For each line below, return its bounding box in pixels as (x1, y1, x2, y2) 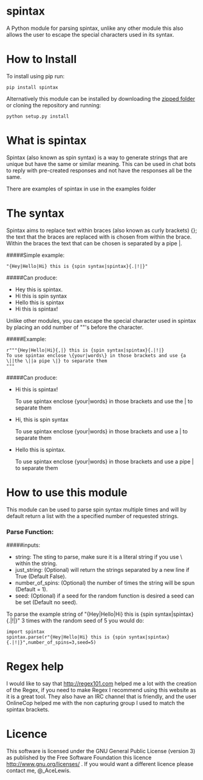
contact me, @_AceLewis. (6, 767, 71, 774)
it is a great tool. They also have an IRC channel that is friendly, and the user (6, 693, 197, 700)
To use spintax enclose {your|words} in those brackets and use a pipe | (15, 458, 194, 465)
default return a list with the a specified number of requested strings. (6, 512, 179, 519)
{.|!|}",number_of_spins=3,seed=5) (6, 639, 97, 645)
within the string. (15, 560, 58, 567)
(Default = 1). (15, 585, 48, 593)
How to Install (6, 52, 77, 67)
